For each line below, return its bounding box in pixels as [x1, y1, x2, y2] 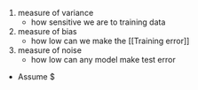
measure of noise [17, 45, 83, 56]
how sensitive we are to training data [30, 17, 166, 27]
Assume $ [17, 71, 55, 82]
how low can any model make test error [30, 55, 176, 64]
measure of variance [17, 8, 94, 18]
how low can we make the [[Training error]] [30, 35, 190, 46]
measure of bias [17, 26, 77, 36]
